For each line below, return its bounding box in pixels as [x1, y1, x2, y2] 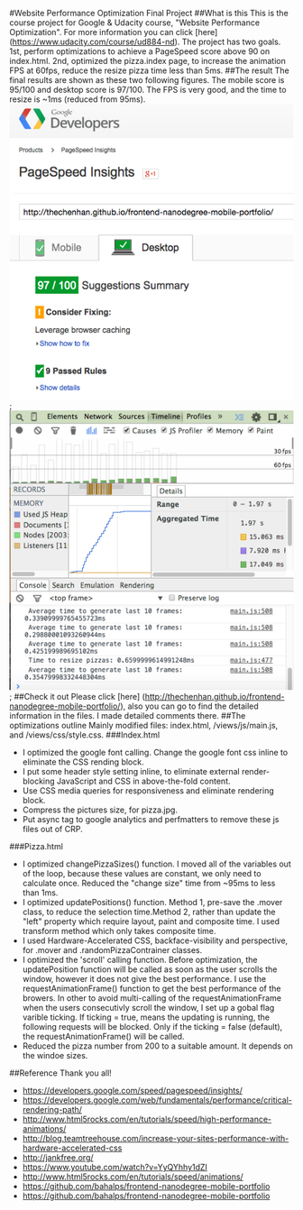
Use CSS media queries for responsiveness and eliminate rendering [22, 785, 274, 796]
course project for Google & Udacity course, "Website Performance [9, 17, 260, 28]
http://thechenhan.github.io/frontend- [144, 692, 286, 702]
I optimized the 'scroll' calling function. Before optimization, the [22, 955, 258, 966]
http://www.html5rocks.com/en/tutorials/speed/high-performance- [22, 1114, 272, 1125]
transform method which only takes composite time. [22, 926, 216, 937]
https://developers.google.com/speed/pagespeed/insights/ [22, 1086, 243, 1096]
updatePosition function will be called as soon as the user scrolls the [22, 964, 278, 975]
